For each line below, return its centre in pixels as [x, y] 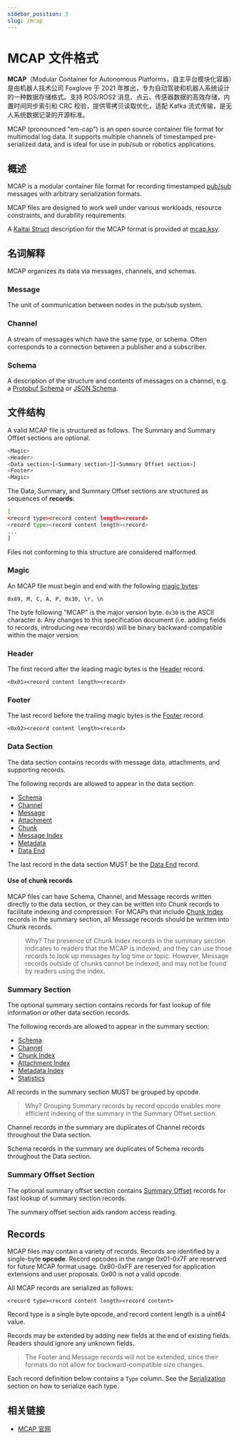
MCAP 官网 [34, 1429]
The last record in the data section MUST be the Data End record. [103, 864]
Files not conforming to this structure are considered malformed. [102, 552]
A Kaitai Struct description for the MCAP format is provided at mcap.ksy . [114, 229]
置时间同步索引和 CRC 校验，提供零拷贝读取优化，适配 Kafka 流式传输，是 [117, 106]
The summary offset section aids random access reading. [92, 1212]
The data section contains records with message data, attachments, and [113, 762]
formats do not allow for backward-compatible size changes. [115, 1365]
